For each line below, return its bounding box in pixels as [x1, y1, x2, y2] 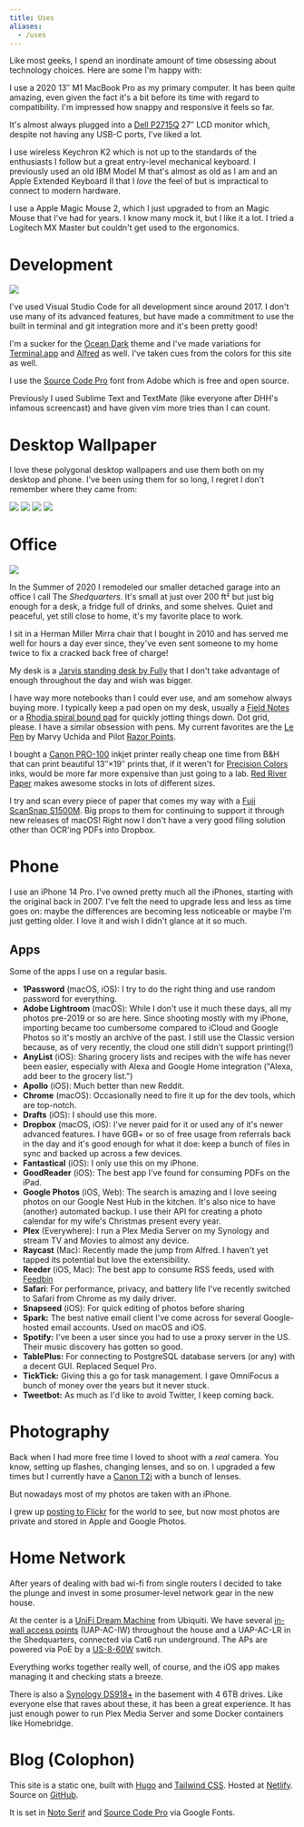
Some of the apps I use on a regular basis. [9, 965, 168, 976]
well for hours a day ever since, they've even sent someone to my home [9, 638, 279, 649]
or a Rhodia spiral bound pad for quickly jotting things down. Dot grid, [9, 712, 270, 723]
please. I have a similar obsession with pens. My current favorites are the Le [9, 722, 294, 732]
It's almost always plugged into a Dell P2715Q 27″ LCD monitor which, [9, 119, 270, 130]
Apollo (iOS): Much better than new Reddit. [22, 1080, 184, 1091]
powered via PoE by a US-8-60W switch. [9, 1643, 163, 1654]
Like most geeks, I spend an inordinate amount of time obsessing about [9, 56, 277, 66]
